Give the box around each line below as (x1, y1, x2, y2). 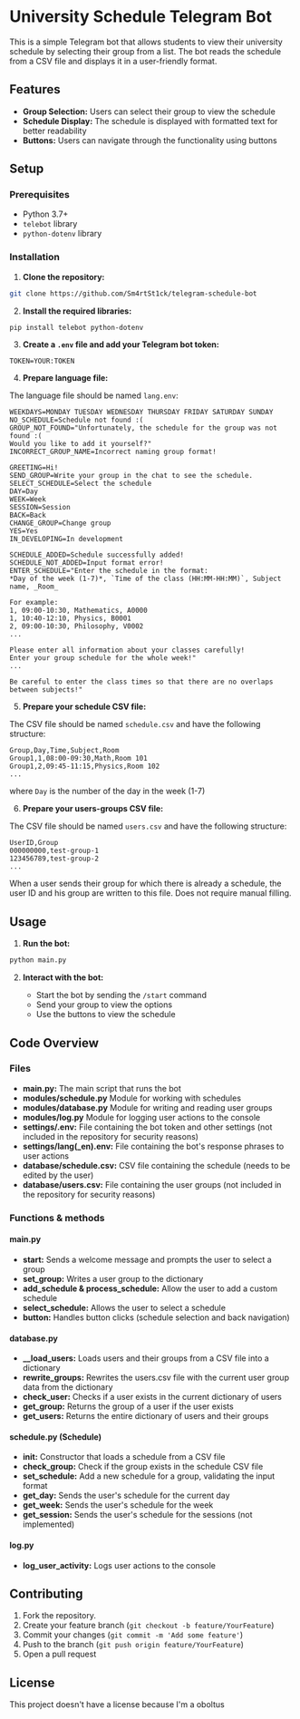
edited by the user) (22, 1170, 94, 1180)
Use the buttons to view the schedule (35, 1009, 176, 1020)
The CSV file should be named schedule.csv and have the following (9, 719, 261, 730)
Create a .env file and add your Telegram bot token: (22, 339, 219, 350)
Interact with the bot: (22, 972, 104, 983)
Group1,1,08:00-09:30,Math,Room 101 (9, 754, 148, 763)
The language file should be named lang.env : (9, 390, 179, 401)
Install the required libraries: (22, 306, 132, 316)
